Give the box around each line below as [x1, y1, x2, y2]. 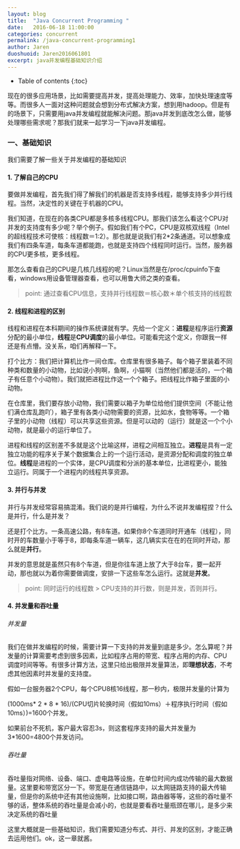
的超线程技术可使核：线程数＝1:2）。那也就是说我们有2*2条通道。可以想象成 [7, 232, 231, 241]
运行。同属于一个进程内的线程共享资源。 [13, 468, 133, 476]
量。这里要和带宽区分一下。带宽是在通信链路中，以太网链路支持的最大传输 [7, 783, 226, 791]
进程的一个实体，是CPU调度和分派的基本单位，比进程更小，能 [38, 458, 221, 468]
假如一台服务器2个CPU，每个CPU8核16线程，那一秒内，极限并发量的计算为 [7, 685, 230, 693]
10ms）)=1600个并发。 [7, 708, 72, 718]
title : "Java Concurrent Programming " [7, 17, 130, 24]
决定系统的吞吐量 [7, 810, 58, 818]
